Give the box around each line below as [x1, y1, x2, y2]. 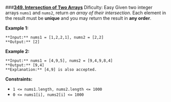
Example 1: [5, 25, 29, 31]
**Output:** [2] [5, 39, 40, 44]
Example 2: [5, 48, 30, 54]
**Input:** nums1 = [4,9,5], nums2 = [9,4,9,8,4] [5, 58, 113, 63]
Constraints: [5, 76, 33, 82]
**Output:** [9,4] [5, 63, 44, 68]
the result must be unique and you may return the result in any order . [5, 15, 152, 21]
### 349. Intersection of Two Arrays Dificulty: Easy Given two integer [5, 5, 153, 10]
